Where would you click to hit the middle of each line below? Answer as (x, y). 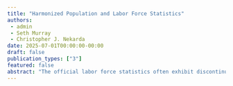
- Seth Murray (31, 33)
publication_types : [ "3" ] (44, 59)
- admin (21, 26)
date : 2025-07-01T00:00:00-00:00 (55, 46)
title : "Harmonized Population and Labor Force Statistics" (96, 14)
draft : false (26, 53)
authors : (20, 20)
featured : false (31, 65)
